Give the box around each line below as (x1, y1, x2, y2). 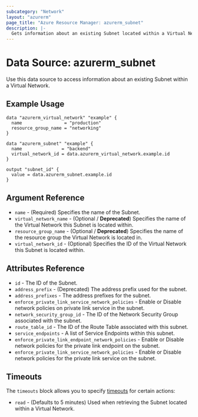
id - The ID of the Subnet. (14, 279, 78, 286)
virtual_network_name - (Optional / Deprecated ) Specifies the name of (14, 215, 186, 222)
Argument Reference (6, 193, 85, 203)
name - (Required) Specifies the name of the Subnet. (14, 208, 140, 216)
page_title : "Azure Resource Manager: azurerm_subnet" (6, 20, 144, 25)
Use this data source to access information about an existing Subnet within (6, 76, 188, 83)
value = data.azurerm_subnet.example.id (11, 172, 112, 177)
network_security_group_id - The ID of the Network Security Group (14, 311, 179, 318)
